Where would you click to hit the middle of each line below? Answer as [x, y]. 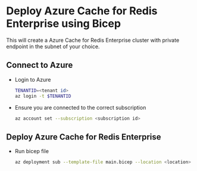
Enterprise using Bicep [63, 24]
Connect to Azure [40, 65]
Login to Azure [33, 79]
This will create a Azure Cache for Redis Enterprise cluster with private [93, 40]
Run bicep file [32, 151]
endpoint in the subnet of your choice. [53, 46]
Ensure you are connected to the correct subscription [80, 107]
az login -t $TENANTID [43, 96]
